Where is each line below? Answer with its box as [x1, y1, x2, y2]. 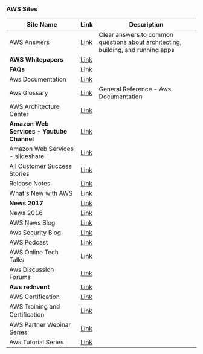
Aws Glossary [9, 89, 48, 97]
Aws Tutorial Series [9, 338, 64, 346]
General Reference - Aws [98, 85, 171, 94]
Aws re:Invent [9, 283, 50, 291]
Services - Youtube [9, 127, 68, 136]
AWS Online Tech [9, 248, 59, 257]
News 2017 [9, 199, 43, 207]
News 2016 [9, 209, 43, 217]
